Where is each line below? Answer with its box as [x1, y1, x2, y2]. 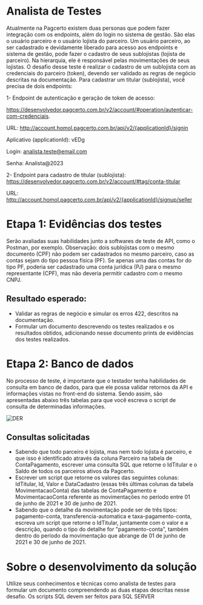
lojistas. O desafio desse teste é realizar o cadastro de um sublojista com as [6, 63, 196, 70]
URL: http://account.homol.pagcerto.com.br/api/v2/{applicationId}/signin [6, 124, 188, 131]
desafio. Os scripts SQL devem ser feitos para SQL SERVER [6, 593, 155, 600]
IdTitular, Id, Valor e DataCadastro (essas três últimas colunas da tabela [15, 480, 194, 488]
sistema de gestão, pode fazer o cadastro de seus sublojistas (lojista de [6, 50, 186, 57]
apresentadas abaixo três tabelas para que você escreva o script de [6, 396, 176, 403]
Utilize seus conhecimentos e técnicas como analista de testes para [6, 580, 176, 587]
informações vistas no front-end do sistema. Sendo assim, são [6, 390, 162, 397]
